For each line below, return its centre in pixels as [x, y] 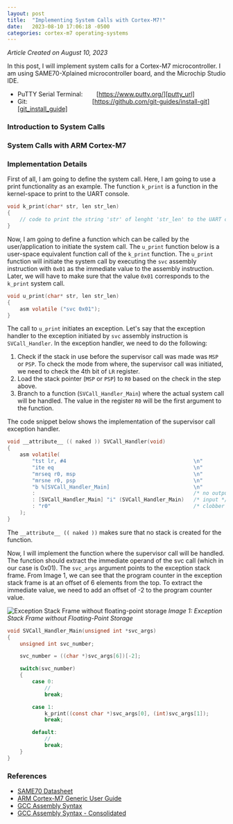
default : [45, 733]
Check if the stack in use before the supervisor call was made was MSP [118, 357]
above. [27, 386]
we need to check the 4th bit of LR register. [78, 371]
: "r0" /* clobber [129, 507]
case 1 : [43, 707]
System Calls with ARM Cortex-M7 [67, 146]
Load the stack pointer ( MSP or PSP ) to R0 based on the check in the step [119, 379]
